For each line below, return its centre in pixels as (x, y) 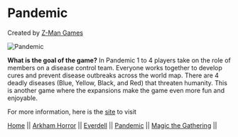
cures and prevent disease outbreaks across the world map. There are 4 (113, 75)
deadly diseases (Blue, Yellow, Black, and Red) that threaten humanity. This (117, 82)
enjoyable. (22, 98)
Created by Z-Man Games (45, 33)
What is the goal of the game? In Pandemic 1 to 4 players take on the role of (119, 60)
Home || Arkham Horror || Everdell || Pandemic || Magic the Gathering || (112, 125)
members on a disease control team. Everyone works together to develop (115, 67)
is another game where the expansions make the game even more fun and (116, 90)
